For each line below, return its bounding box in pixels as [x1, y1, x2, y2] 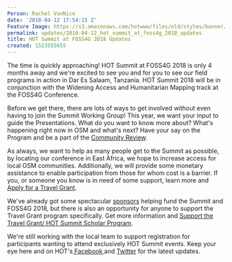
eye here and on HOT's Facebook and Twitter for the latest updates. [7, 247, 201, 255]
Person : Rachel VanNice [7, 10, 76, 17]
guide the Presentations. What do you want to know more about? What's [7, 119, 213, 127]
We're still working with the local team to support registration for [7, 232, 191, 241]
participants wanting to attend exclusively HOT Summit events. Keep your [7, 240, 216, 247]
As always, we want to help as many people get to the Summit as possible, [7, 147, 220, 155]
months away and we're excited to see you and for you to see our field [7, 68, 208, 77]
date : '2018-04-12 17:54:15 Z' [7, 17, 97, 24]
